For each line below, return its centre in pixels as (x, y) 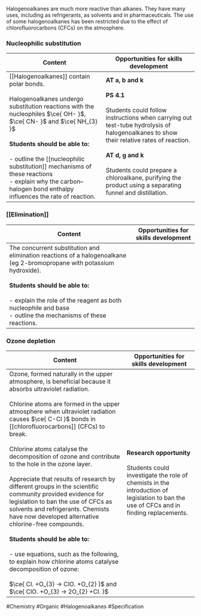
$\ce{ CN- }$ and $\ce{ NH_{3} (53, 121)
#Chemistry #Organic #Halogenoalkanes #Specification (75, 606)
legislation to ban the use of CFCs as (61, 501)
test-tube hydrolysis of (138, 125)
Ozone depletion (31, 340)
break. (18, 433)
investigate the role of (157, 475)
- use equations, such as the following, (64, 554)
